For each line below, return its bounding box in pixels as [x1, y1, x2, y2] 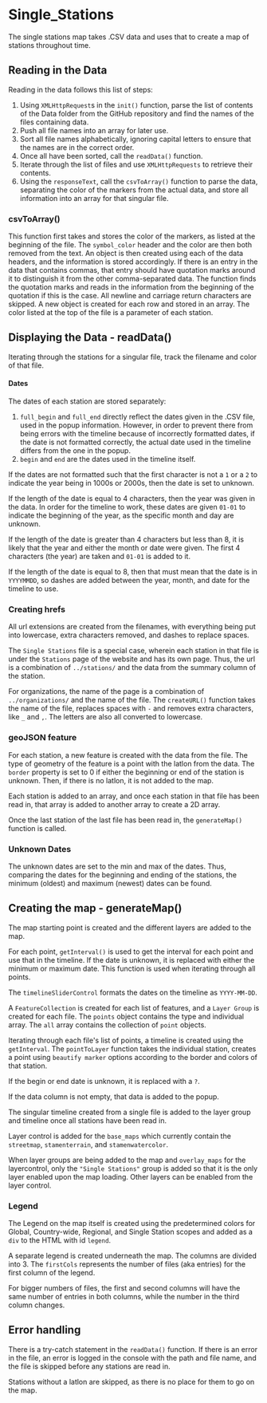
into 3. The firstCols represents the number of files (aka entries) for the [8, 1259, 246, 1269]
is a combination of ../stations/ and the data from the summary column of [8, 663, 257, 672]
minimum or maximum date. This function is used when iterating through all [8, 964, 256, 973]
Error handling [8, 1323, 81, 1337]
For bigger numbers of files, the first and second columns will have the [8, 1283, 241, 1293]
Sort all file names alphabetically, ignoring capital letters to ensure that [19, 134, 252, 144]
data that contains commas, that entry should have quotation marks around [8, 266, 256, 275]
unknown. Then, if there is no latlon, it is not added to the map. [8, 775, 214, 785]
